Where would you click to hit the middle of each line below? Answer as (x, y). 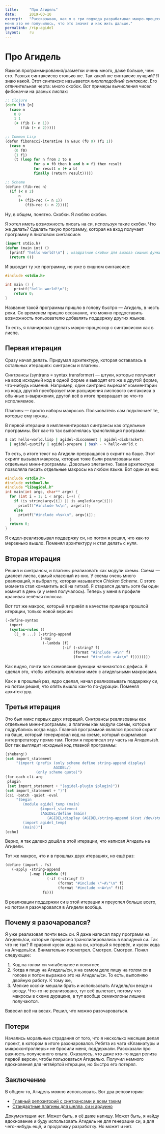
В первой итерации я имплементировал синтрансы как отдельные (75, 425)
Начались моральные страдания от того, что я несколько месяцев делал (82, 1038)
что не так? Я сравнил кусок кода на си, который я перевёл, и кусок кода (82, 945)
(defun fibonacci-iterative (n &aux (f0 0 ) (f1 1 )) (59, 141)
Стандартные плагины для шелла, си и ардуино (62, 1106)
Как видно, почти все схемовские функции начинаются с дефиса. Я (76, 666)
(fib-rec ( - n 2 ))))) (47, 205)
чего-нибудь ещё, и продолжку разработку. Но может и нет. (69, 1126)
